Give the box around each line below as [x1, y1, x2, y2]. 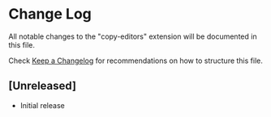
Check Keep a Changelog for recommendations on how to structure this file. [8, 56, 264, 65]
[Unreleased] [8, 79, 77, 93]
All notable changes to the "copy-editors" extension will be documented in [8, 31, 257, 41]
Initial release [19, 100, 65, 110]
